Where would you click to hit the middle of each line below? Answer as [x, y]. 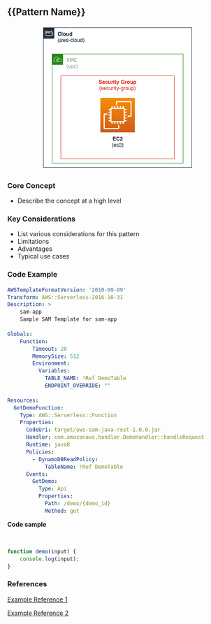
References [27, 584]
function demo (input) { [42, 551]
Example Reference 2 [38, 613]
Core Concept [31, 185]
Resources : [23, 400]
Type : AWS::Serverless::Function [68, 415]
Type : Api [53, 489]
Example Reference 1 [37, 599]
